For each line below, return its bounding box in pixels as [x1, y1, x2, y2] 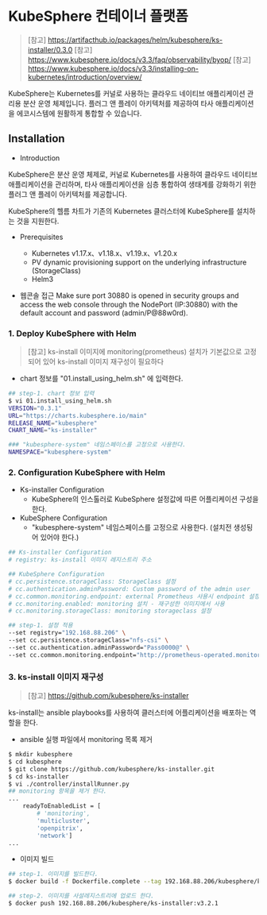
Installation [8, 132, 65, 145]
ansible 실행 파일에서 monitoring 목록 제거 [19, 735, 153, 744]
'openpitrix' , [37, 824, 83, 832]
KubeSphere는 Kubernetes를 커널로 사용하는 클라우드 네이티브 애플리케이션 [8, 88, 246, 98]
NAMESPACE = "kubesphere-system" [8, 448, 112, 457]
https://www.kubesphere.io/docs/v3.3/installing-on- [27, 64, 199, 73]
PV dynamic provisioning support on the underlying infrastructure [31, 257, 247, 267]
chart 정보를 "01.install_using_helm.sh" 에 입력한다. [19, 374, 184, 384]
